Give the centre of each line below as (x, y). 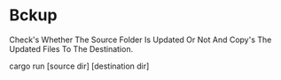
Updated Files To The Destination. (71, 48)
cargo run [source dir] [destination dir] (79, 66)
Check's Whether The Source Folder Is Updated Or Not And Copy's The (140, 40)
